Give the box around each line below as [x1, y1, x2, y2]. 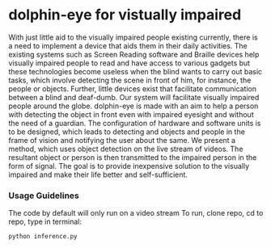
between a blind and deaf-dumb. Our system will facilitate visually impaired [8, 92, 260, 102]
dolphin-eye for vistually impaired [8, 6, 242, 24]
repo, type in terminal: [8, 216, 83, 227]
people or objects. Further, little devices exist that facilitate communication [8, 83, 257, 94]
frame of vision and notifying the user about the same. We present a [8, 135, 236, 145]
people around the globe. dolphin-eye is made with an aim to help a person [8, 101, 259, 111]
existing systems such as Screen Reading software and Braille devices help [8, 49, 260, 59]
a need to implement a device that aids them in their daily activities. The [8, 40, 248, 50]
